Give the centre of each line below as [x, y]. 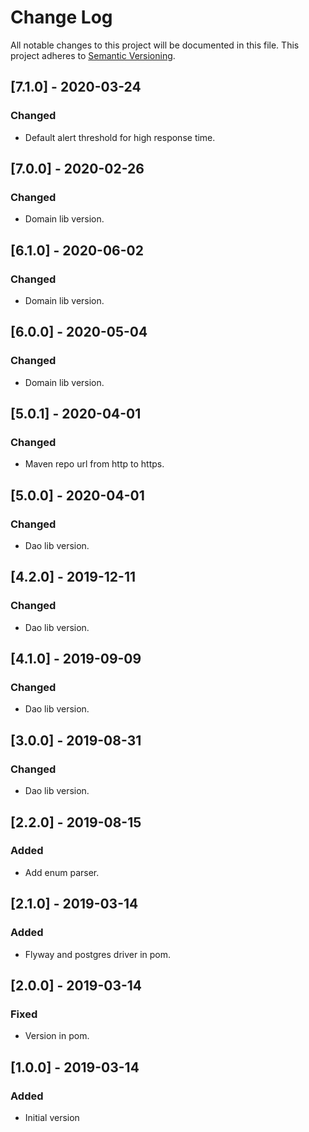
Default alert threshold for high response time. [120, 137]
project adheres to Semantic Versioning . [93, 55]
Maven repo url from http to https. [94, 464]
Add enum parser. [62, 872]
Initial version [52, 1117]
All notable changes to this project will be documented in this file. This [155, 45]
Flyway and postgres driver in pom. [98, 954]
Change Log [61, 17]
